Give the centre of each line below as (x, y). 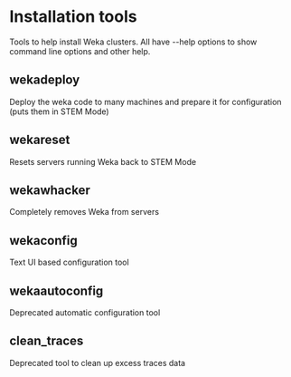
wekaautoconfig (56, 290)
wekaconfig (44, 241)
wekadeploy (45, 80)
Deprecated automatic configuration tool (85, 313)
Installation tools (73, 17)
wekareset (40, 140)
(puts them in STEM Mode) (60, 111)
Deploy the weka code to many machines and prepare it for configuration (145, 101)
